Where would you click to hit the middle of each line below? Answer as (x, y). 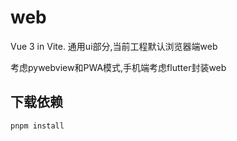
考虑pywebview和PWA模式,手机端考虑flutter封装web (118, 67)
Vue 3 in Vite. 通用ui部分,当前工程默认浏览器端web (114, 46)
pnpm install (37, 126)
